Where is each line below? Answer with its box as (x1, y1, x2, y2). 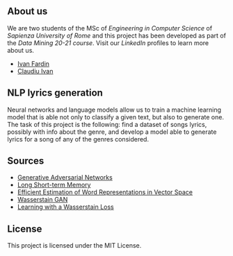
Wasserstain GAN (17, 196, 68, 204)
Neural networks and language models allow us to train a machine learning (7, 105, 221, 114)
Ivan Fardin (17, 59, 50, 68)
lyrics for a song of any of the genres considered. (7, 135, 150, 143)
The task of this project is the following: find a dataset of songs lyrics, (7, 120, 207, 128)
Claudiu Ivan (17, 67, 54, 75)
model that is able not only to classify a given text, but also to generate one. (7, 112, 225, 121)
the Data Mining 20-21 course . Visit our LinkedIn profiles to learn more (7, 38, 209, 47)
